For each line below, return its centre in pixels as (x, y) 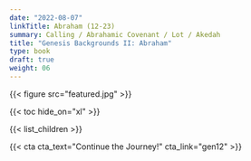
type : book (30, 52)
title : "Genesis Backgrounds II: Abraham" (91, 43)
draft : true (32, 60)
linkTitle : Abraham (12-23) (63, 26)
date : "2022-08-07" (46, 18)
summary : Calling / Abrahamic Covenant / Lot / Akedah (115, 34)
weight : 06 (30, 69)
